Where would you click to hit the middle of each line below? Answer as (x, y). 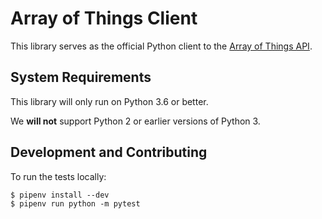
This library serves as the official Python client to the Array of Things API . (161, 46)
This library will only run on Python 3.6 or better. (109, 101)
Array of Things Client (104, 18)
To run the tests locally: (58, 176)
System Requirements (81, 77)
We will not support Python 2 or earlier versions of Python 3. (135, 121)
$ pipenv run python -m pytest (75, 203)
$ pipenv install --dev (60, 195)
